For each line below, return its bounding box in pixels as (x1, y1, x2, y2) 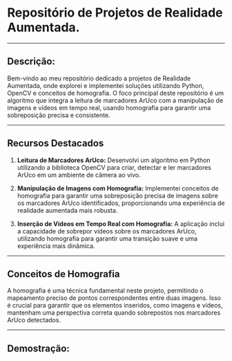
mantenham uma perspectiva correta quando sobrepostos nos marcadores (7, 308, 221, 317)
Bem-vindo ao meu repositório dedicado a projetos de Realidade (7, 74, 191, 82)
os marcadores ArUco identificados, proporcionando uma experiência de (17, 199, 225, 207)
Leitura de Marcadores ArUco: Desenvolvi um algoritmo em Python (17, 156, 211, 164)
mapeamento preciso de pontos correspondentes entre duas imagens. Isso (7, 294, 221, 302)
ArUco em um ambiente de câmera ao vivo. (17, 170, 142, 179)
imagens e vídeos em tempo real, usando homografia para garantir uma (7, 103, 211, 112)
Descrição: (7, 55, 55, 67)
